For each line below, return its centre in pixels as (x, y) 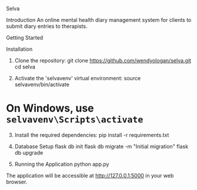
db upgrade (29, 152)
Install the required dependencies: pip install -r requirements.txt (92, 135)
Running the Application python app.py (62, 164)
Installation (19, 49)
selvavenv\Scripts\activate (75, 120)
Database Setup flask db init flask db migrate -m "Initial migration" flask (101, 146)
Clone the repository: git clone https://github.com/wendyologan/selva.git (103, 60)
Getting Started (25, 37)
